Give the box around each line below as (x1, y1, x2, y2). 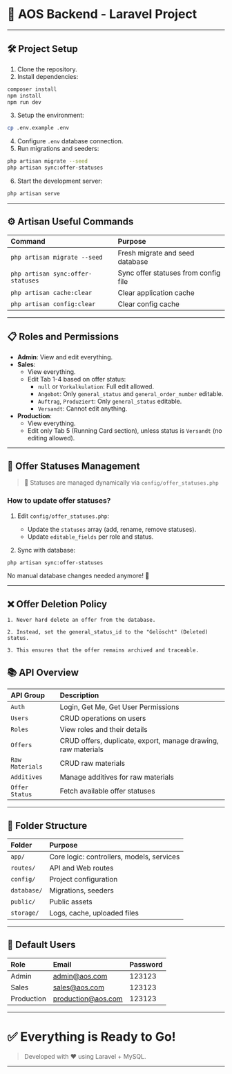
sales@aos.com (52, 983, 105, 992)
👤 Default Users (7, 939, 76, 951)
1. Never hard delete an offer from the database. (7, 616, 156, 624)
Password (129, 959, 164, 969)
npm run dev (7, 98, 41, 106)
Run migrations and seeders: (17, 145, 99, 153)
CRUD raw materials (59, 758, 126, 768)
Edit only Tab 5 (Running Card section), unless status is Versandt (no (27, 426, 222, 435)
